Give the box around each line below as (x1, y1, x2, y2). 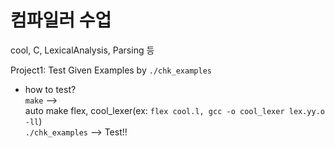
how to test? (24, 83, 77, 95)
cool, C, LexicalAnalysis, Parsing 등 (10, 44, 155, 56)
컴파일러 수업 (10, 9, 112, 32)
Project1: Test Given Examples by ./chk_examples (10, 64, 212, 76)
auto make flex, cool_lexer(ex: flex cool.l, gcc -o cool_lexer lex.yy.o (24, 104, 325, 116)
